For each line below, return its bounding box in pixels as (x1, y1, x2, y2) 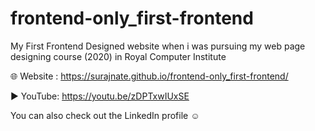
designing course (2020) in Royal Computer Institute (10, 50, 227, 62)
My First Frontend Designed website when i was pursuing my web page (10, 40, 306, 52)
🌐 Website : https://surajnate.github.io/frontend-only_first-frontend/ (10, 70, 289, 82)
